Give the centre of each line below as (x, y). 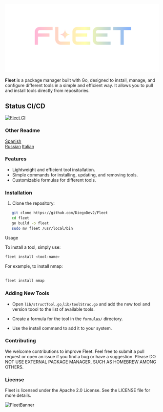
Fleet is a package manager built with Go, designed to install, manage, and (80, 80)
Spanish (13, 141)
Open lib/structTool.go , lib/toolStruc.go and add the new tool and (81, 304)
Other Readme (23, 130)
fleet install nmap (25, 281)
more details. (18, 395)
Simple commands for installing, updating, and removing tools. (75, 174)
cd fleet (20, 218)
